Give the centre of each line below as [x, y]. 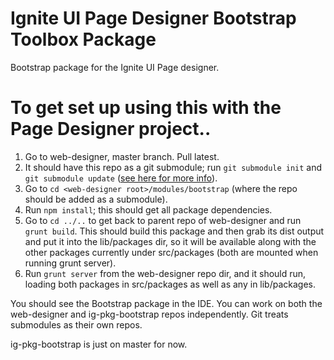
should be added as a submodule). [96, 199]
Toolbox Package [83, 39]
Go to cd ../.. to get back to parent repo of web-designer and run [163, 220]
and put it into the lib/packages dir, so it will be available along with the [170, 241]
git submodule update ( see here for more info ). [121, 178]
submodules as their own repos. [76, 324]
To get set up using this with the [146, 108]
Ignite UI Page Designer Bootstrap [153, 18]
